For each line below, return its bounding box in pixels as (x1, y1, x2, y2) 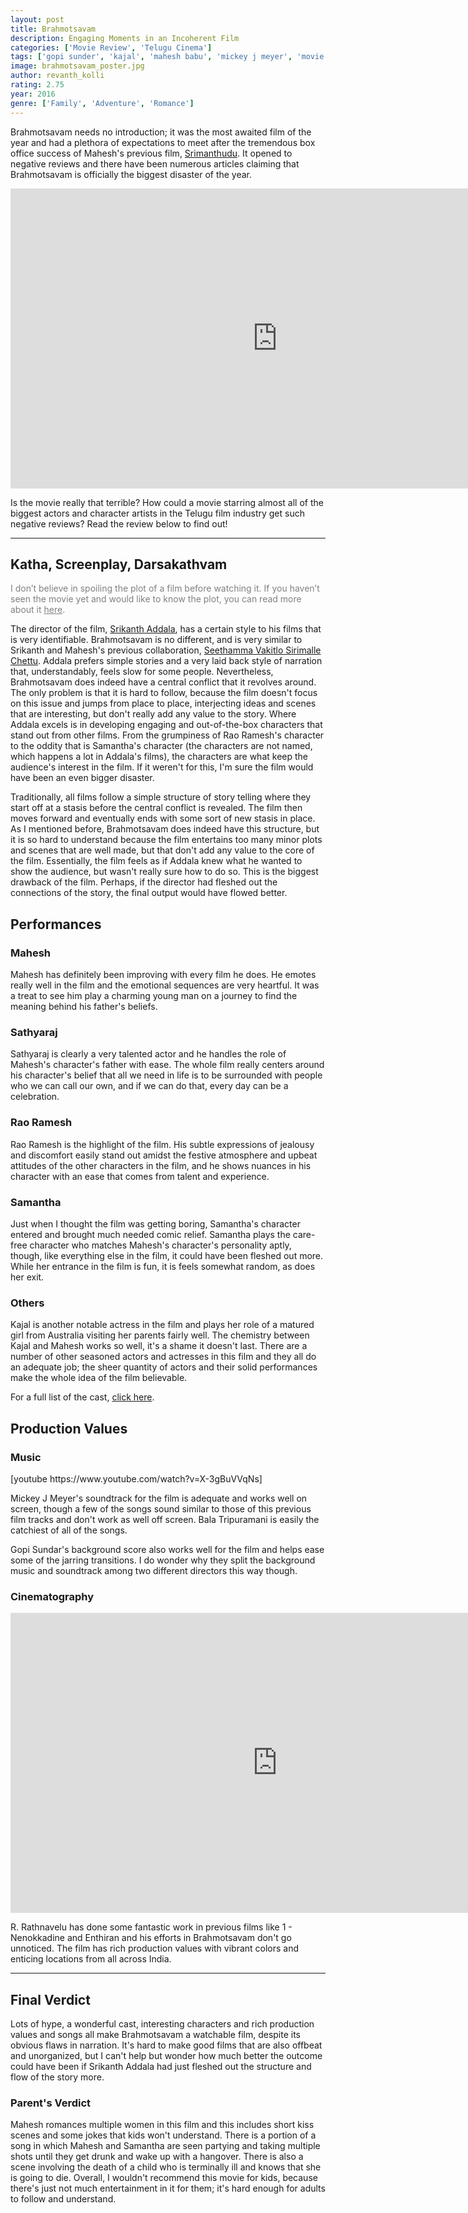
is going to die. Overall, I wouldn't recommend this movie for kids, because (10, 2172, 318, 2184)
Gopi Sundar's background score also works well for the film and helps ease (10, 1543, 325, 1555)
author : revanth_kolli (10, 71, 105, 81)
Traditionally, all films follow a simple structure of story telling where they (10, 791, 312, 803)
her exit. (10, 1271, 45, 1283)
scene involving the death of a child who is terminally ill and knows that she (10, 2161, 322, 2173)
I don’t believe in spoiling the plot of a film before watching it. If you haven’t (10, 582, 320, 595)
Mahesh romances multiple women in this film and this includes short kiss (10, 2119, 315, 2131)
